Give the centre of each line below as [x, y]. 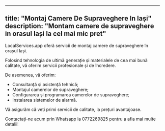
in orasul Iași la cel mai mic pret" [56, 34]
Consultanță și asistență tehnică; [45, 84]
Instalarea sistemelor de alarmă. [44, 100]
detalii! [12, 124]
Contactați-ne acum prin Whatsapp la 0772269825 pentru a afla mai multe [81, 119]
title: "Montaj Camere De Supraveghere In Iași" [78, 18]
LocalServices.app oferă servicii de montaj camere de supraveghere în [77, 45]
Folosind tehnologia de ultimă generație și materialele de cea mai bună [76, 60]
